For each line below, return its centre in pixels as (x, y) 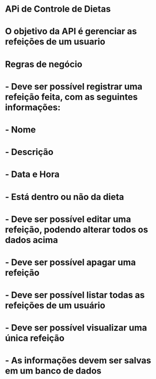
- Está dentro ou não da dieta (65, 197)
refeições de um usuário (55, 305)
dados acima (32, 240)
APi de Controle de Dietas (58, 9)
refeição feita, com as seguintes (71, 97)
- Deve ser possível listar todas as (75, 295)
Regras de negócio (44, 64)
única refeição (35, 338)
